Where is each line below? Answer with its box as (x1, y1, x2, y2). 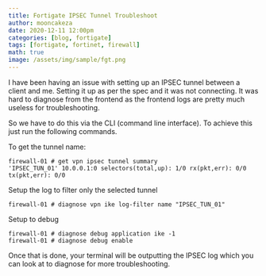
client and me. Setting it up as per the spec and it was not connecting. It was (8, 86, 259, 95)
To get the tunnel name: (8, 142, 86, 151)
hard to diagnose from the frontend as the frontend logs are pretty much (8, 94, 245, 104)
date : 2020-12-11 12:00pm (8, 26, 94, 34)
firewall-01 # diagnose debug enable (8, 236, 133, 244)
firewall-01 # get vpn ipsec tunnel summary (8, 157, 158, 165)
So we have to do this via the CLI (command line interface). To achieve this (8, 118, 253, 128)
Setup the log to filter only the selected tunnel (8, 185, 158, 194)
